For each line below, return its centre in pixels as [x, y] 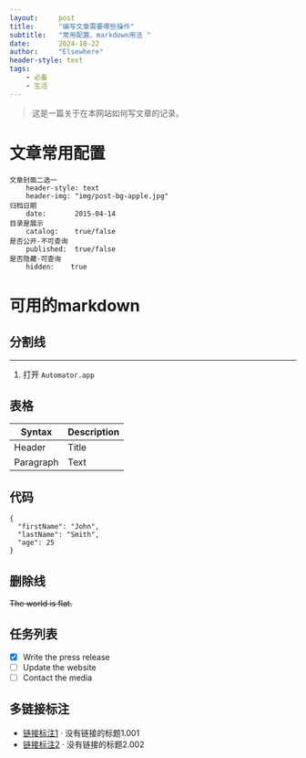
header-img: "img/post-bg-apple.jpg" [97, 196]
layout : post [42, 18]
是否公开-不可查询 [39, 241]
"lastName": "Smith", [59, 535]
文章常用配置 [58, 153]
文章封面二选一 [33, 180]
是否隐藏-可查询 [36, 258]
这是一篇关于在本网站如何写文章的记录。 [107, 113]
